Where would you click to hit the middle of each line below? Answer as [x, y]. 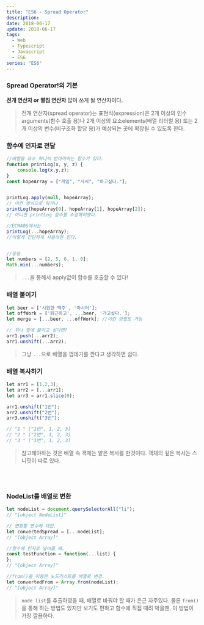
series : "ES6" [24, 63]
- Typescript [28, 46]
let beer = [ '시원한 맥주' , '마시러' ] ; [52, 308]
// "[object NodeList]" [37, 515]
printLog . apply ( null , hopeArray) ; [50, 198]
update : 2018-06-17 [31, 29]
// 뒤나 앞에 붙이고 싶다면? [37, 331]
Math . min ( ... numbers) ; [35, 265]
